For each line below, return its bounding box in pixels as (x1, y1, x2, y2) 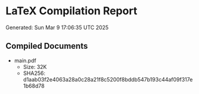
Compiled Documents (5, 41, 88, 51)
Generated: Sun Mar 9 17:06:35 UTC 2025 (5, 24, 109, 31)
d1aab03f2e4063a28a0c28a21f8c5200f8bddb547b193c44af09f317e (23, 76, 193, 83)
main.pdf (14, 57, 36, 64)
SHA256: (23, 70, 46, 77)
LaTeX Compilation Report (5, 4, 138, 18)
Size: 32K (23, 63, 47, 70)
